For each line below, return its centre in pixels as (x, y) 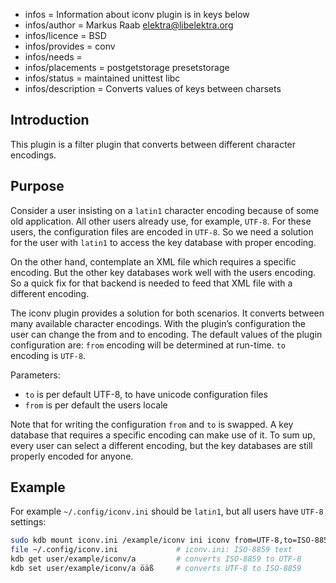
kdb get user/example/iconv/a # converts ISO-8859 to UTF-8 (156, 559)
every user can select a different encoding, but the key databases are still (161, 445)
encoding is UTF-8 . (48, 355)
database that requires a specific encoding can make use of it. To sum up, (163, 435)
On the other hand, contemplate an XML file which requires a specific (153, 261)
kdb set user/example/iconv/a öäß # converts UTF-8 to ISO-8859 (156, 569)
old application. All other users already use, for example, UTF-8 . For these (161, 221)
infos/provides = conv (70, 46)
